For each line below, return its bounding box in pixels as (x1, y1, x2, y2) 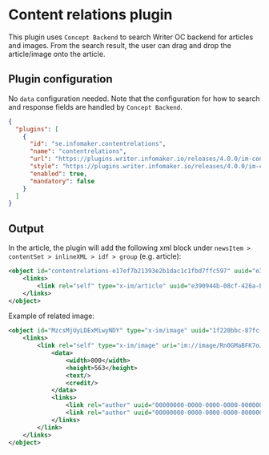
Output (8, 222, 44, 236)
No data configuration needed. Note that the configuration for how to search (8, 94, 260, 103)
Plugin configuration (8, 72, 114, 86)
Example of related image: (8, 311, 94, 321)
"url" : (29, 155, 52, 163)
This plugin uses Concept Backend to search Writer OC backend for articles (8, 32, 254, 42)
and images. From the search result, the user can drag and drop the (8, 40, 232, 50)
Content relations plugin (8, 6, 173, 24)
